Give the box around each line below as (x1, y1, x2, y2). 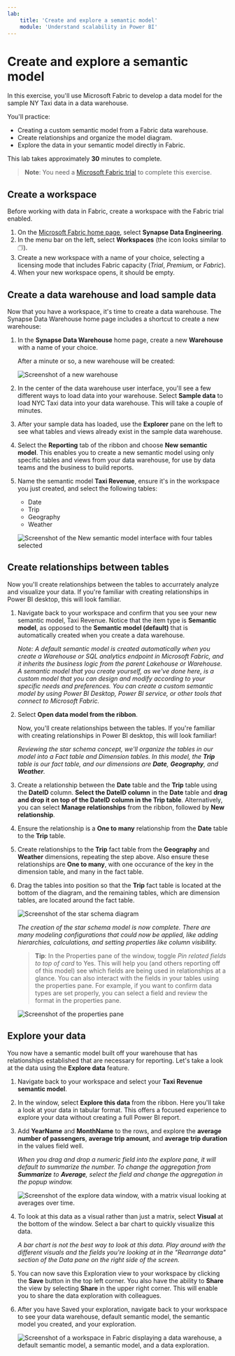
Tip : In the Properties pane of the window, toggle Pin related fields (34, 951, 227, 960)
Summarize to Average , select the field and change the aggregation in (17, 1170, 223, 1178)
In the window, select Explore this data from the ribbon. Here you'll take (17, 1098, 225, 1107)
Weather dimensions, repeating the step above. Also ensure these (17, 852, 209, 861)
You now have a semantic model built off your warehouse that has (7, 1048, 198, 1057)
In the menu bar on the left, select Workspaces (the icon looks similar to (17, 235, 227, 244)
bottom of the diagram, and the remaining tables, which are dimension (17, 888, 220, 897)
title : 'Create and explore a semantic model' (20, 17, 158, 24)
